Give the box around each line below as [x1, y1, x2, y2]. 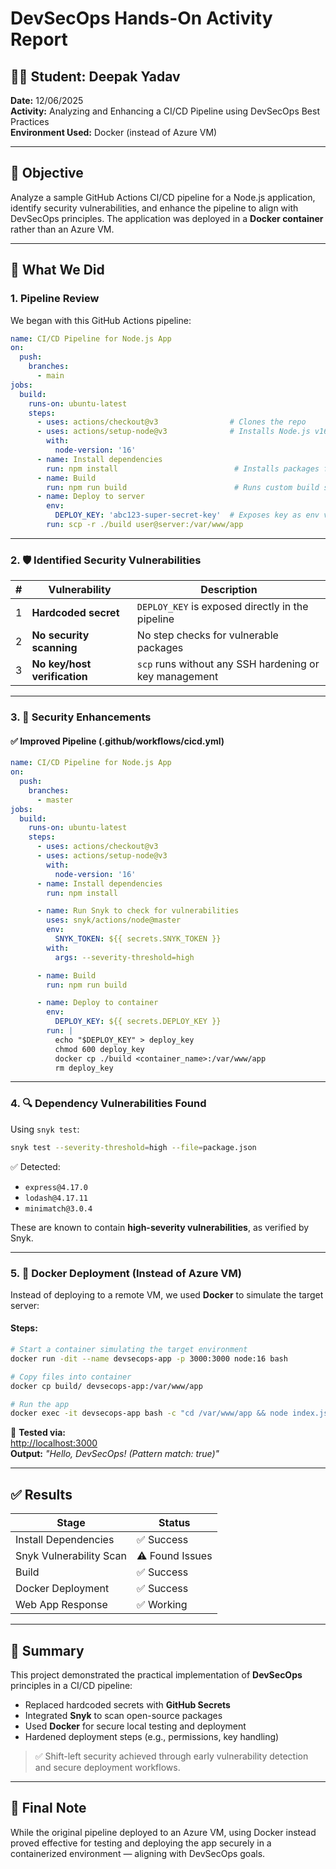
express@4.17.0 [24, 1182, 89, 1192]
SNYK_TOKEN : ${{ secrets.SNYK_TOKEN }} [54, 934, 222, 944]
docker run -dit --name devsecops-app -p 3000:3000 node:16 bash [10, 1353, 288, 1364]
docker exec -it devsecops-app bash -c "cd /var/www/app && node [10, 1408, 288, 1419]
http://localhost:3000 [10, 1437, 98, 1449]
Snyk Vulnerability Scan [15, 1549, 128, 1563]
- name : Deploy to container [36, 998, 159, 1008]
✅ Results [10, 1486, 73, 1503]
